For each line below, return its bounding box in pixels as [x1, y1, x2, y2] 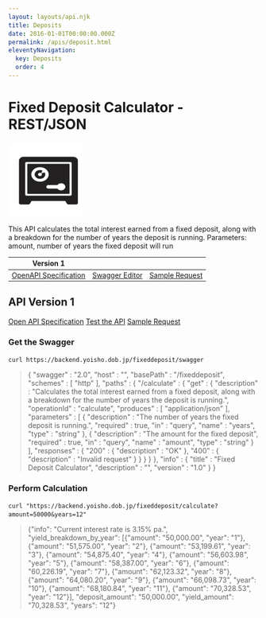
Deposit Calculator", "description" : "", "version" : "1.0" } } [27, 463, 217, 472]
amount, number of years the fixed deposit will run [8, 241, 174, 251]
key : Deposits [15, 55, 62, 63]
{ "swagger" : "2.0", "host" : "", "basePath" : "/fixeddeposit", [27, 370, 225, 379]
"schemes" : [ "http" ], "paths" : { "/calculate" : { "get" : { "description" [27, 379, 259, 388]
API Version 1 [8, 295, 75, 309]
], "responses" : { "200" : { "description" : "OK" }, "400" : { [27, 446, 220, 456]
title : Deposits [8, 21, 62, 29]
